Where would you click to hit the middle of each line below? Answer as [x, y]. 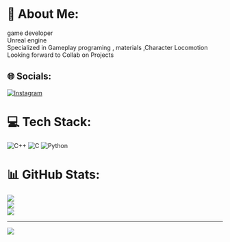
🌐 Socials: [29, 76]
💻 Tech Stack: [49, 122]
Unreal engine [27, 40]
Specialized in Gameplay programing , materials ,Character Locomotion [107, 47]
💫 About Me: [43, 14]
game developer [30, 33]
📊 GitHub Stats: [54, 174]
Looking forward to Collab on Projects [61, 55]
